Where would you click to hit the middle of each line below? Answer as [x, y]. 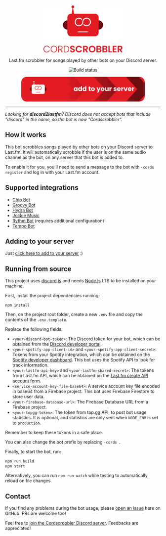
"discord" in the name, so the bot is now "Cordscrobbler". [64, 119]
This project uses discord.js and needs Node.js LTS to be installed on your [81, 281]
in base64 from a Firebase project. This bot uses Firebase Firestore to [83, 392]
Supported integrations [42, 188]
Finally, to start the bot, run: [33, 452]
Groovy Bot [24, 205]
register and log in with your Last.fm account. [52, 172]
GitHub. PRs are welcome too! [36, 514]
